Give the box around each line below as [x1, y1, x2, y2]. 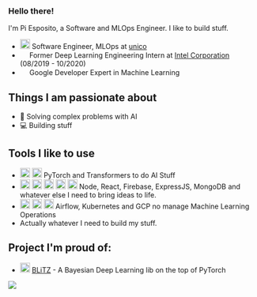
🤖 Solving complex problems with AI [19, 112, 138, 122]
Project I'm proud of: [8, 241, 112, 254]
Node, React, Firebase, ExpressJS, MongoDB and [78, 182, 241, 191]
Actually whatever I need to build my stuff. [19, 218, 157, 227]
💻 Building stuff [19, 121, 73, 130]
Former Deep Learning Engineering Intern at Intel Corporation [28, 51, 230, 60]
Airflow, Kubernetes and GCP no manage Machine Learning [55, 201, 250, 211]
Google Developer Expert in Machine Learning [28, 68, 180, 77]
